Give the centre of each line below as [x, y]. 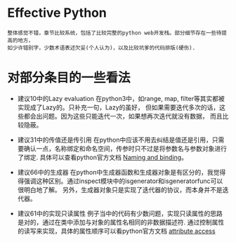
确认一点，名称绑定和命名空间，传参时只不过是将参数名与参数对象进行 [125, 148]
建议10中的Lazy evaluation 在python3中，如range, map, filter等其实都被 [121, 98]
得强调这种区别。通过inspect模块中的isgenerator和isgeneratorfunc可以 [120, 181]
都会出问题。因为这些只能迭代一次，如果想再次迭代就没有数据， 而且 [123, 116]
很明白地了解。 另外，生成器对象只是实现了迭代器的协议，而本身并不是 [120, 189]
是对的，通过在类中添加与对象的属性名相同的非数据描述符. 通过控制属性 [121, 222]
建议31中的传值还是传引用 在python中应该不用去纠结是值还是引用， [114, 140]
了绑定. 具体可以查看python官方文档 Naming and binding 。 [103, 157]
